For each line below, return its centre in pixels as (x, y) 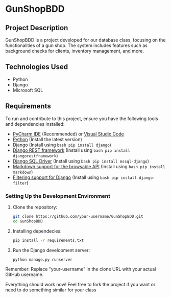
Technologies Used (36, 67)
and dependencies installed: (35, 124)
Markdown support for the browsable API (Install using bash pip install (89, 166)
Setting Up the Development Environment (58, 196)
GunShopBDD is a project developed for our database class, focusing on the (86, 40)
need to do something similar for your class (51, 290)
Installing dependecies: (37, 231)
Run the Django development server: (51, 250)
